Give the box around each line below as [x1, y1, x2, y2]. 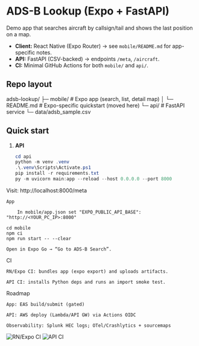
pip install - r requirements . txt [14, 171, 99, 177]
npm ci [6, 230, 23, 237]
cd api [14, 153, 32, 160]
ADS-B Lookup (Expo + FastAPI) [6, 4, 170, 18]
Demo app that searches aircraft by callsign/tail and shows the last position [6, 24, 193, 31]
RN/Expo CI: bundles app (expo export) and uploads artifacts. [6, 268, 169, 275]
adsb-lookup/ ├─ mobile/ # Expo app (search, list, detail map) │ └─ [6, 95, 174, 102]
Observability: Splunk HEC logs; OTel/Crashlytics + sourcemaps [6, 322, 171, 328]
